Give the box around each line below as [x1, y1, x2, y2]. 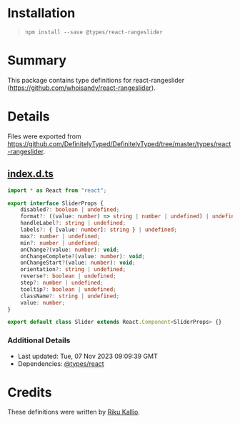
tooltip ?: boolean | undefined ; [20, 285, 116, 293]
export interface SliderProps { [7, 200, 104, 207]
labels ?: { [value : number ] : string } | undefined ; [20, 226, 177, 233]
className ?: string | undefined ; [20, 292, 120, 300]
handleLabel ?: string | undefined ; [20, 220, 126, 227]
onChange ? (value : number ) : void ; [20, 246, 120, 253]
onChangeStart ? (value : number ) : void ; [20, 259, 136, 267]
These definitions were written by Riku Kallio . [7, 408, 141, 417]
